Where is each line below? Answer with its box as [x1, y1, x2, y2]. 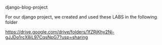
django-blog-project [5, 4, 48, 10]
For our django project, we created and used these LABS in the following [5, 14, 157, 19]
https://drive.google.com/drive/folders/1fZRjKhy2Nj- [5, 29, 115, 34]
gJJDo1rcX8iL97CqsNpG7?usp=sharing [5, 34, 88, 40]
